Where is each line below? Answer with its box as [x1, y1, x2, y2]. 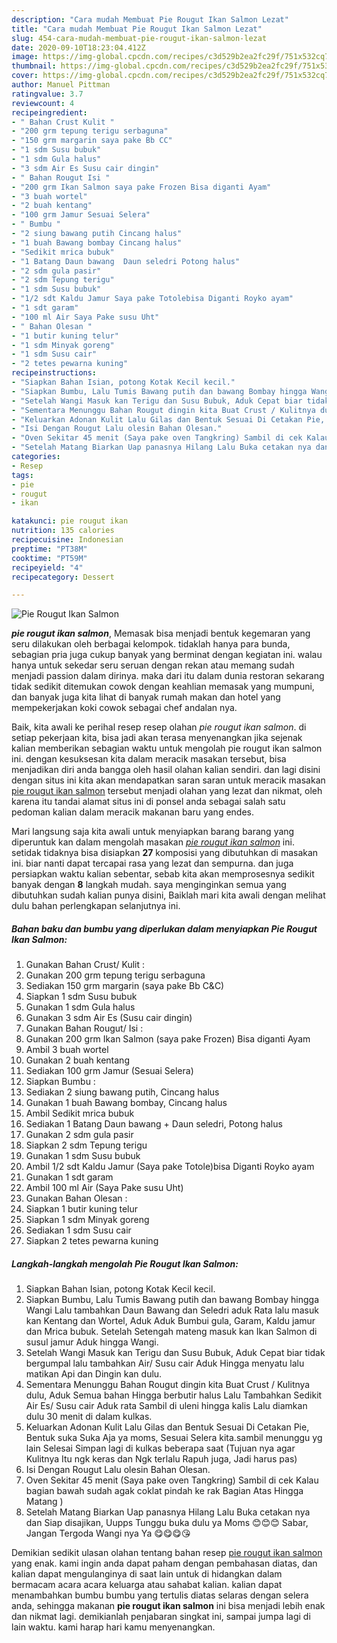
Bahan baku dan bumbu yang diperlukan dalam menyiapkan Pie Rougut [11, 922, 318, 935]
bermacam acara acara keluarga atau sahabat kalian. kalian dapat [11, 1579, 283, 1591]
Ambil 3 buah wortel [25, 1044, 109, 1056]
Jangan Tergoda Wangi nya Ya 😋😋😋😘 [25, 1527, 191, 1540]
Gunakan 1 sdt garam [25, 1171, 114, 1183]
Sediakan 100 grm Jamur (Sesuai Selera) [25, 1065, 194, 1077]
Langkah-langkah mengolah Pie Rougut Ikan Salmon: [11, 1257, 239, 1270]
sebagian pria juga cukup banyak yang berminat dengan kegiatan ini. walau [11, 649, 323, 661]
